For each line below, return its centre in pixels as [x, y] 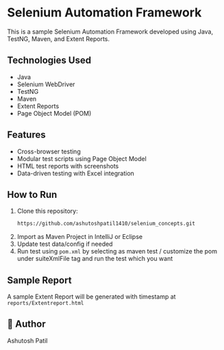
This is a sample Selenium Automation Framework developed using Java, [110, 32]
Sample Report [39, 280]
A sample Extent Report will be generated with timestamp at [91, 297]
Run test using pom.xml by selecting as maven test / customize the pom [117, 251]
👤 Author [26, 324]
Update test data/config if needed [65, 244]
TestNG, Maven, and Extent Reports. [58, 38]
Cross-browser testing [49, 151]
